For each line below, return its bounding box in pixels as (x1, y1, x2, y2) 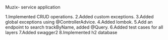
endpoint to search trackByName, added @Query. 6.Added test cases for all (5, 24, 163, 30)
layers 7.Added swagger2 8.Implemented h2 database (5, 30, 118, 35)
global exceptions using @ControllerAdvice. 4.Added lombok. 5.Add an (5, 19, 153, 25)
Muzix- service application (5, 4, 61, 10)
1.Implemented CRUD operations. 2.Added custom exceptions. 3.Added (5, 14, 154, 19)
